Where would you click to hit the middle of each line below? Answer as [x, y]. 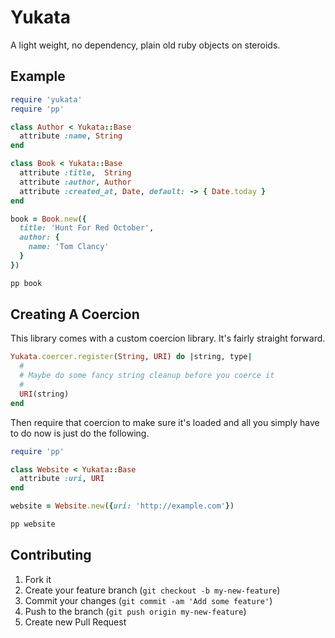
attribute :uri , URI [62, 479]
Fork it [38, 579]
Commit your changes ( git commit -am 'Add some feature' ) [148, 600]
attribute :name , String [71, 136]
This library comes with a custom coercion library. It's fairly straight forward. [168, 338]
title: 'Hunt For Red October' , [87, 228]
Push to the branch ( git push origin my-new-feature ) [135, 611]
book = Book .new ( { [48, 219]
